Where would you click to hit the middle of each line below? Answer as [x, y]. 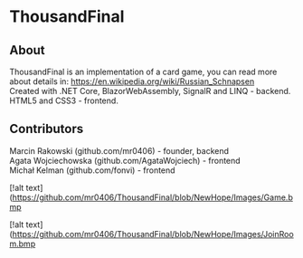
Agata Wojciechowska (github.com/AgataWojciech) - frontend [125, 160]
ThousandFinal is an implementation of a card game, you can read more [143, 72]
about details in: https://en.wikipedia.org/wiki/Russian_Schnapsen [132, 81]
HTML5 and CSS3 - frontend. [64, 100]
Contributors [47, 129]
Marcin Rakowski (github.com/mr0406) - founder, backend [119, 150]
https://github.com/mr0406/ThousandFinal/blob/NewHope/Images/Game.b [153, 197]
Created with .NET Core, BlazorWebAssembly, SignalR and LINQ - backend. [150, 91]
